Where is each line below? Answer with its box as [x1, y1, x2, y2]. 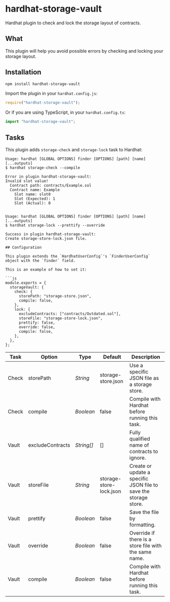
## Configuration [5, 245, 42, 250]
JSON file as [129, 375, 159, 381]
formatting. [129, 522, 156, 528]
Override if [129, 530, 155, 536]
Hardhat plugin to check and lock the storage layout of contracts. [5, 20, 141, 26]
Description [131, 354, 160, 360]
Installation [5, 68, 41, 76]
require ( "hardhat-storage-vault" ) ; [5, 100, 80, 105]
